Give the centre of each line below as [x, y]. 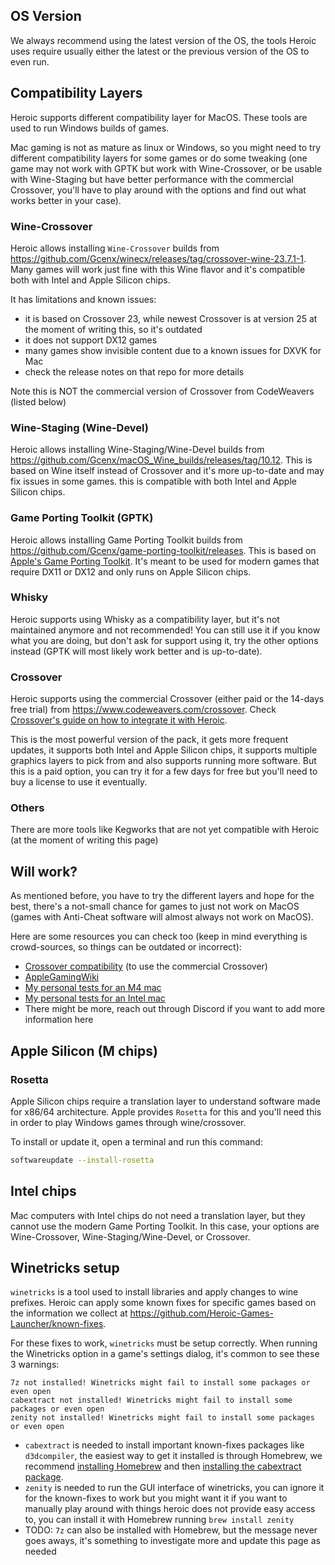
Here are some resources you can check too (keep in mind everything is [159, 936]
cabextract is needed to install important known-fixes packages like [164, 1445]
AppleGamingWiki [62, 977]
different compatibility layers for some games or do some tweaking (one [159, 158]
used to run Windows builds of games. [90, 128]
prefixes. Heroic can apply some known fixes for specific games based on [163, 1303]
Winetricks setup [65, 1267]
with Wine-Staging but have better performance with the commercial [152, 179]
